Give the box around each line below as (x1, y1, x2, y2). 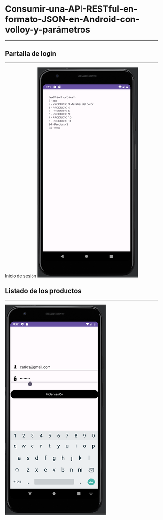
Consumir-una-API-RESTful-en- (5, 3, 138, 15)
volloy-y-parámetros (5, 24, 91, 35)
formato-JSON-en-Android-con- (5, 14, 140, 25)
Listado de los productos (5, 287, 81, 295)
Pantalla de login (5, 50, 57, 58)
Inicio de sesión (5, 273, 36, 279)
